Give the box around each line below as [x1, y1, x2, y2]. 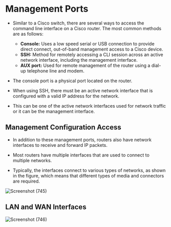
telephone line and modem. [27, 67, 85, 74]
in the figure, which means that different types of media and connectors [12, 172, 164, 179]
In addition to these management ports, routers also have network [12, 136, 152, 143]
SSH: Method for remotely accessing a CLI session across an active [20, 52, 163, 58]
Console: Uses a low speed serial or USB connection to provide [20, 40, 155, 46]
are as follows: [12, 31, 43, 37]
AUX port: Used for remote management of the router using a [20, 62, 151, 68]
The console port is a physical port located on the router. [12, 78, 133, 84]
